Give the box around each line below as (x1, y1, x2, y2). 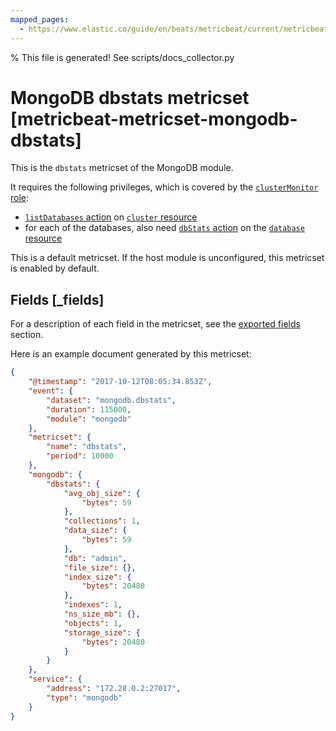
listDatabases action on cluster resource (24, 211, 198, 223)
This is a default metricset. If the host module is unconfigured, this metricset (10, 252, 325, 264)
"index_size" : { (63, 572, 132, 582)
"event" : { (28, 386, 74, 396)
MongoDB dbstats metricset (10, 86, 250, 109)
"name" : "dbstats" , (46, 442, 128, 452)
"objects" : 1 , (63, 618, 123, 628)
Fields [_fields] (10, 291, 105, 308)
